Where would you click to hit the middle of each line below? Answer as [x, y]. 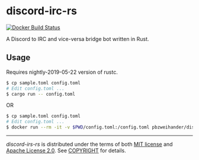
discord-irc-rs [41, 11]
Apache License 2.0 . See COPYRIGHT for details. [66, 150]
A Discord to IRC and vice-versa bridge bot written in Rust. [78, 39]
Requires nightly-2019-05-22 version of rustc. [62, 72]
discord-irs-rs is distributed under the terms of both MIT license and [89, 144]
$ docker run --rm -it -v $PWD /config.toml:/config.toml [78, 127]
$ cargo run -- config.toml [41, 94]
